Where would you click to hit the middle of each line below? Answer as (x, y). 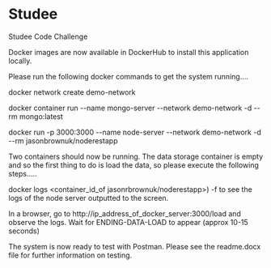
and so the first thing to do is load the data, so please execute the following (133, 165)
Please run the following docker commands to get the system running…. (129, 76)
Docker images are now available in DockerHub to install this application (129, 52)
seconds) (24, 231)
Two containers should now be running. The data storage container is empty (136, 156)
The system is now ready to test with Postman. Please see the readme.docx (135, 246)
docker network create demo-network (72, 92)
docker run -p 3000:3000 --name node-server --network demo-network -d (135, 132)
